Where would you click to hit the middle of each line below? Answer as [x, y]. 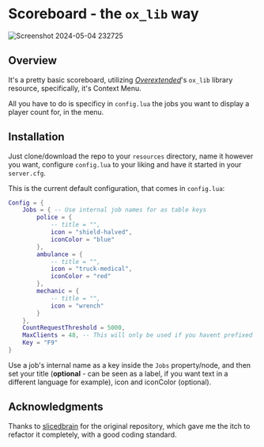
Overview [33, 61]
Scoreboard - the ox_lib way [104, 14]
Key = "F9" [40, 343]
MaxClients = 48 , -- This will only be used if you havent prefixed [138, 335]
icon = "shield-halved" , [91, 232]
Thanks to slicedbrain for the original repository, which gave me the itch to [129, 426]
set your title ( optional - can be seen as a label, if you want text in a [118, 373]
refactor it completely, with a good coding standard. [92, 434]
